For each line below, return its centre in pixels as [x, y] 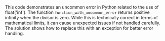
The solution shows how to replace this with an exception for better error [79, 28]
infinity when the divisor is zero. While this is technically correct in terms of [82, 18]
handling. [15, 33]
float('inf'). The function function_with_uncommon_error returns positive [77, 12]
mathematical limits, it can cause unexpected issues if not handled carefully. [83, 23]
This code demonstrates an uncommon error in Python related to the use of [82, 7]
